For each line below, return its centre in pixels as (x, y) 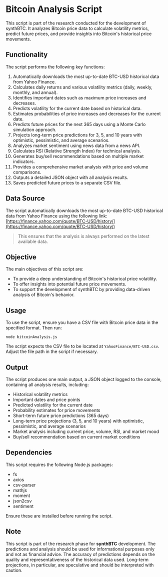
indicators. (24, 161)
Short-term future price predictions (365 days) (61, 415)
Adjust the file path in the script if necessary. (52, 351)
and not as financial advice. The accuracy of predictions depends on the (80, 554)
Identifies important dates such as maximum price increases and (79, 97)
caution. (14, 570)
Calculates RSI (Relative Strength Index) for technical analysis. (77, 150)
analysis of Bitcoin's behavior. (44, 295)
